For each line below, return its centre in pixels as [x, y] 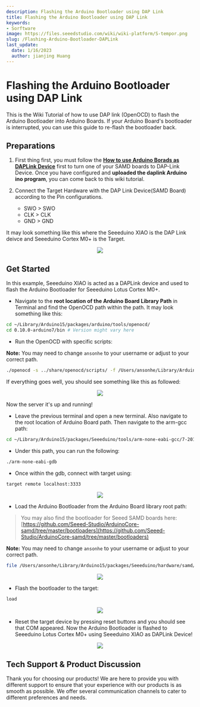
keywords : [18, 23]
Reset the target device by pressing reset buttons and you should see [100, 622]
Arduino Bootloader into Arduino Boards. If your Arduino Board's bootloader [99, 121]
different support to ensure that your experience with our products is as [94, 685]
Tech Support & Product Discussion [74, 664]
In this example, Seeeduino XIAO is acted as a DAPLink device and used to [98, 283]
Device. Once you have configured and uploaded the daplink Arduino [101, 173]
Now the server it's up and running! [50, 404]
